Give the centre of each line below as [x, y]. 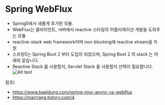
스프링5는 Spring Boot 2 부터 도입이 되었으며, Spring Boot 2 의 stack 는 [82, 54]
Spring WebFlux [39, 9]
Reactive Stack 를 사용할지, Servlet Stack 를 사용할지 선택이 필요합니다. [82, 66]
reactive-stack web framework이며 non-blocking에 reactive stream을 [82, 42]
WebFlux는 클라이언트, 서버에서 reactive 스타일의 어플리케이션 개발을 [80, 29]
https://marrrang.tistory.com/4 [44, 97]
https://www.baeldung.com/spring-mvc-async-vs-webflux [72, 92]
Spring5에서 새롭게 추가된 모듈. [43, 23]
